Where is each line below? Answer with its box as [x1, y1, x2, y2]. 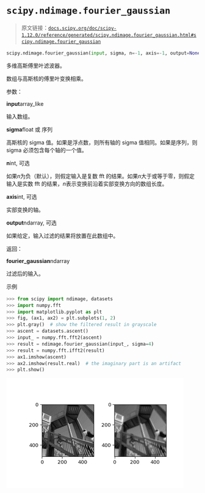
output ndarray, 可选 [6, 219, 57, 226]
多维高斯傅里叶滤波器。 [6, 62, 65, 69]
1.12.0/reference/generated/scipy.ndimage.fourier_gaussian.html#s [21, 32, 196, 38]
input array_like [6, 100, 44, 107]
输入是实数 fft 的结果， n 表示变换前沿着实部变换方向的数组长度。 [6, 180, 168, 187]
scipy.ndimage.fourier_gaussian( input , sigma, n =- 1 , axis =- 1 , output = [6, 50, 190, 56]
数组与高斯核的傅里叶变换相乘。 [6, 75, 87, 82]
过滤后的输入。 [6, 270, 44, 277]
